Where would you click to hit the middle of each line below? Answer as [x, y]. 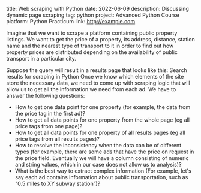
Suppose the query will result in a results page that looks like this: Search [97, 70]
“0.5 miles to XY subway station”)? [58, 183]
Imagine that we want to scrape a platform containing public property [92, 33]
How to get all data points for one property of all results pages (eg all [100, 132]
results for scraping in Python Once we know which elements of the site [95, 76]
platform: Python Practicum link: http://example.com [71, 21]
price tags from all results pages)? [57, 139]
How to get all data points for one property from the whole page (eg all [102, 120]
